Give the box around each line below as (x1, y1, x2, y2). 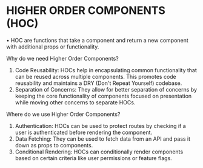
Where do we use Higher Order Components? (6, 110, 121, 118)
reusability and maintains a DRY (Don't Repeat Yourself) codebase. (15, 79, 182, 87)
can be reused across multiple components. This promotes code (15, 73, 177, 80)
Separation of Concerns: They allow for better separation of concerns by (15, 86, 198, 93)
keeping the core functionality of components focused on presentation (15, 92, 192, 99)
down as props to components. (15, 141, 93, 149)
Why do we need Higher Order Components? (6, 55, 119, 62)
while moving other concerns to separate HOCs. (15, 98, 136, 106)
